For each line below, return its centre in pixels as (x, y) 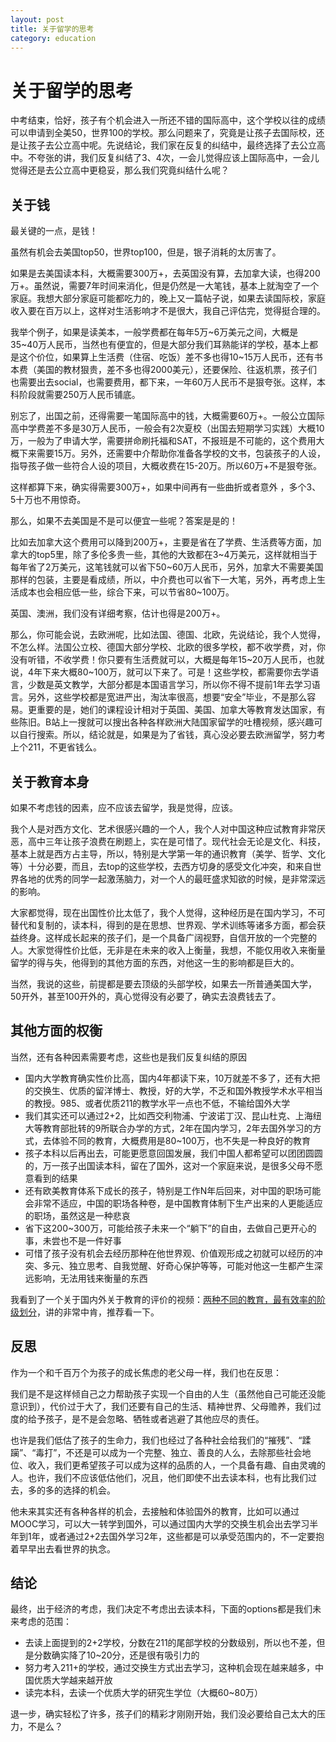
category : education (53, 38)
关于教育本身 (50, 781)
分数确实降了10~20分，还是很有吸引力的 (116, 1655)
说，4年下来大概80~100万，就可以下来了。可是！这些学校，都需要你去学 (160, 672)
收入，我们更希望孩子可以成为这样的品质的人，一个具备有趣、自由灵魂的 (176, 1465)
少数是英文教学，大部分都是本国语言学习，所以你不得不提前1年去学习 (169, 685)
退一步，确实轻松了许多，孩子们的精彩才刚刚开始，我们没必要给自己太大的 (163, 1714)
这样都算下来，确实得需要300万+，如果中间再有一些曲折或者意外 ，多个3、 (166, 487)
